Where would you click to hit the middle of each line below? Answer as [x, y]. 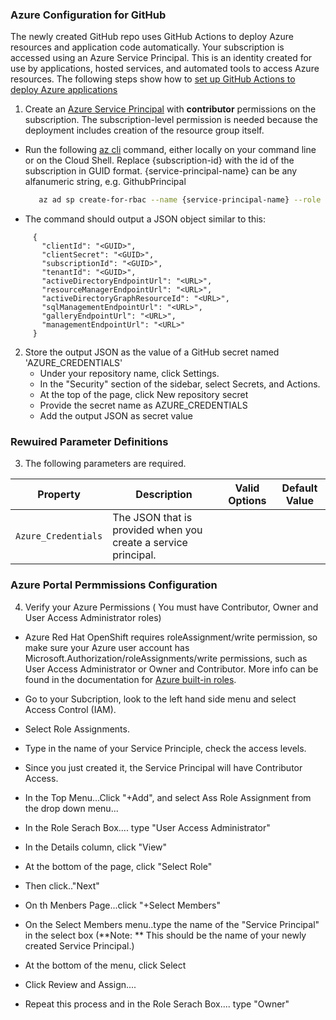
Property [59, 495]
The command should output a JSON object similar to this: [145, 219]
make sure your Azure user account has [107, 647]
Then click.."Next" [62, 885]
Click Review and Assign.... [80, 984]
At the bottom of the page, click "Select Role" [118, 866]
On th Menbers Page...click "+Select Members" [122, 905]
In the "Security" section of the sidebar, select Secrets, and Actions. [180, 384]
